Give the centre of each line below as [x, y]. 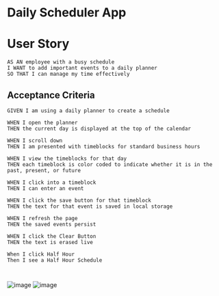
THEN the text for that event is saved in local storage [90, 206]
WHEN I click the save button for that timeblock [79, 200]
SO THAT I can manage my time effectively [68, 74]
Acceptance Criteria [51, 95]
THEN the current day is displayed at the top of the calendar [99, 129]
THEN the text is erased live [50, 242]
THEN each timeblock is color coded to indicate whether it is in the [110, 164]
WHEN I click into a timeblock [52, 183]
